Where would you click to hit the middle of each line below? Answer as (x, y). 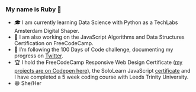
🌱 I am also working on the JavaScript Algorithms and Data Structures (99, 37)
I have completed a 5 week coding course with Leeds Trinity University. (101, 77)
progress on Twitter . (38, 56)
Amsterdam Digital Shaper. (46, 31)
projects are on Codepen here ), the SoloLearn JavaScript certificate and (102, 71)
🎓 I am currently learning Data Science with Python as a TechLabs (96, 22)
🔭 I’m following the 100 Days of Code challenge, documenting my (94, 50)
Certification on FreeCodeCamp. (54, 43)
